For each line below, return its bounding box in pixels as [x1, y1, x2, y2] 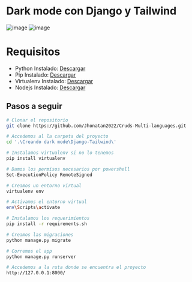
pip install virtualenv [6, 156, 66, 162]
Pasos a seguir [6, 101, 62, 111]
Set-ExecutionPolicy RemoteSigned [6, 172, 93, 178]
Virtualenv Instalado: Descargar [14, 77, 94, 84]
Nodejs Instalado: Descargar [14, 84, 86, 91]
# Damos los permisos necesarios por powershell [6, 166, 130, 172]
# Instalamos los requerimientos [6, 216, 90, 222]
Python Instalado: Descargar [14, 65, 86, 72]
